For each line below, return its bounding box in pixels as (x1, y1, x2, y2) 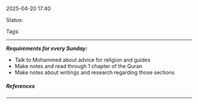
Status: (6, 17, 24, 23)
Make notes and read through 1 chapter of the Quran (14, 63, 143, 70)
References (6, 82, 35, 89)
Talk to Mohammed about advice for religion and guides (14, 56, 151, 63)
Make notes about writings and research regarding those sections (14, 69, 175, 76)
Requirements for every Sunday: (6, 45, 88, 52)
